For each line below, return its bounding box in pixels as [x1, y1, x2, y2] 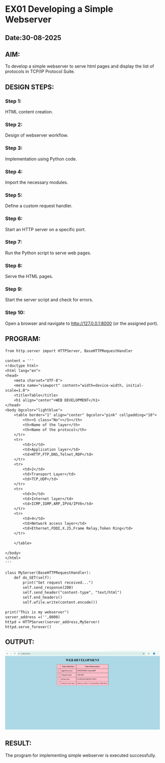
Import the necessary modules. [5, 179, 68, 185]
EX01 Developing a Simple [5, 3, 113, 15]
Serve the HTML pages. [5, 274, 53, 279]
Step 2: [5, 121, 23, 128]
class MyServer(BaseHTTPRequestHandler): [5, 570, 91, 575]
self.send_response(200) [23, 585, 74, 590]
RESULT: [5, 739, 32, 748]
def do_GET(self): [14, 575, 52, 580]
